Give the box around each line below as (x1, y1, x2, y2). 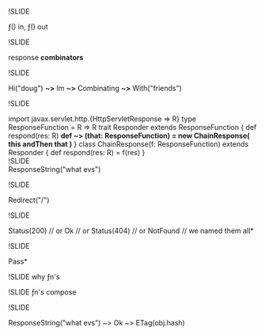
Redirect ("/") (8, 196, 50, 204)
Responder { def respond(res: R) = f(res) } (8, 148, 146, 157)
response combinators (8, 53, 84, 62)
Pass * (8, 257, 28, 266)
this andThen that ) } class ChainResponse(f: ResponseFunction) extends (8, 139, 249, 149)
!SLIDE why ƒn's (8, 272, 60, 281)
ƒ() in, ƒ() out (8, 22, 49, 31)
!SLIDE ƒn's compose (8, 287, 77, 296)
